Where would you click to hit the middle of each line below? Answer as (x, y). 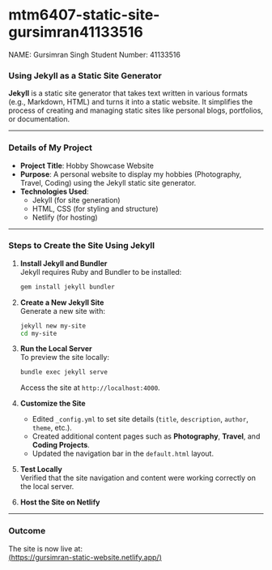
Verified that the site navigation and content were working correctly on (138, 478)
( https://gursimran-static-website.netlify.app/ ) (85, 557)
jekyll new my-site (53, 326)
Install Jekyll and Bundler (64, 263)
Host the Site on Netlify (60, 502)
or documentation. (39, 119)
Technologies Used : (54, 191)
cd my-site (38, 333)
